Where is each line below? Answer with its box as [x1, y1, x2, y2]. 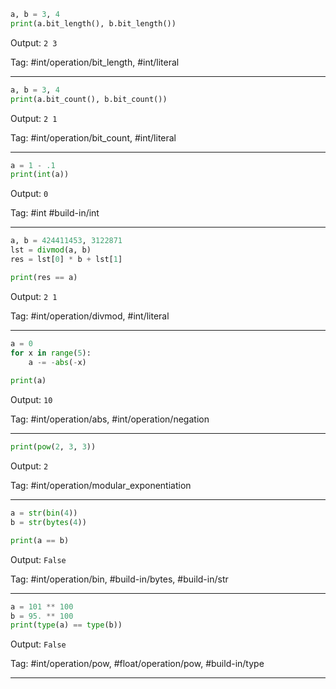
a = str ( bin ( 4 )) [10, 508, 78, 518]
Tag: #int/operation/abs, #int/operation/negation [10, 413, 210, 425]
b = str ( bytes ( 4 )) [10, 517, 87, 527]
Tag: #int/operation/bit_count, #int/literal [10, 131, 177, 144]
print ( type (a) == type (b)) [10, 620, 123, 630]
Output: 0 [10, 188, 49, 200]
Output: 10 [10, 394, 53, 406]
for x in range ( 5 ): [10, 348, 92, 358]
